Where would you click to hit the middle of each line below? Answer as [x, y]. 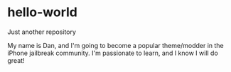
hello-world [43, 12]
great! [16, 60]
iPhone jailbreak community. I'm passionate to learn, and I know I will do [113, 53]
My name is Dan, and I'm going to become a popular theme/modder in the [116, 45]
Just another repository [42, 32]
